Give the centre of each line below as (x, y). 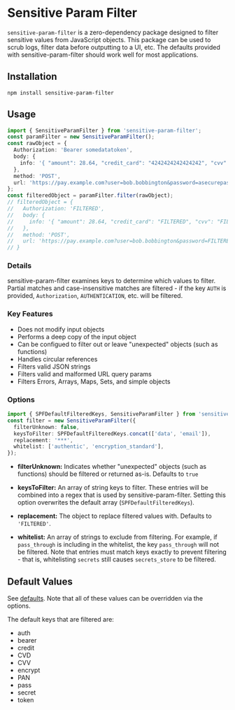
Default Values (40, 581)
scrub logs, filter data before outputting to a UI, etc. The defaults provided (114, 47)
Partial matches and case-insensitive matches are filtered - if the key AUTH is (117, 288)
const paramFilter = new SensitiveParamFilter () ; (81, 137)
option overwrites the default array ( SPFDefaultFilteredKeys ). (106, 503)
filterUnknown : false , (47, 427)
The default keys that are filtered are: (60, 620)
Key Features (30, 314)
